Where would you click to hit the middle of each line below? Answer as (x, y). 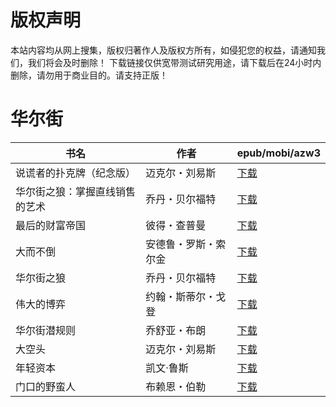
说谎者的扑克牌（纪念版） (76, 173)
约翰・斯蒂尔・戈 (186, 296)
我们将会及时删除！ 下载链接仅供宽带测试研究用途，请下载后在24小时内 (174, 62)
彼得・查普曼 (176, 225)
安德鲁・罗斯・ (181, 244)
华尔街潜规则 (46, 330)
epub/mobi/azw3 (278, 153)
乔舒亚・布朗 (176, 330)
